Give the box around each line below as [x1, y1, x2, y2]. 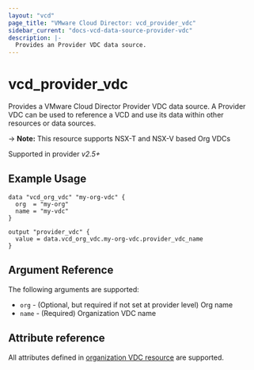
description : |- [8, 33, 62, 42]
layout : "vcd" [8, 11, 55, 20]
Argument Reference [8, 264, 114, 277]
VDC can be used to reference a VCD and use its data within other [8, 110, 224, 120]
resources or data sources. [8, 118, 97, 128]
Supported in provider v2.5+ [8, 149, 100, 159]
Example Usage [8, 172, 87, 186]
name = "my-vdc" [15, 207, 69, 215]
